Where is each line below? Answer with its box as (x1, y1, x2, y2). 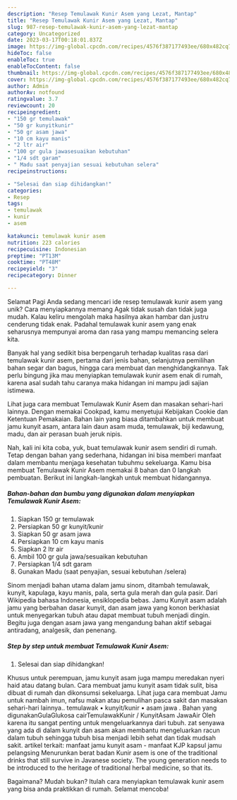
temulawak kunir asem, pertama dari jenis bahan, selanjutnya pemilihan (7, 356, 215, 364)
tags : (7, 200, 23, 207)
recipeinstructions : (7, 167, 68, 175)
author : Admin (7, 83, 49, 90)
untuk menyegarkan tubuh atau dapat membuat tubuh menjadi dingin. (7, 611, 210, 619)
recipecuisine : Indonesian (7, 246, 87, 253)
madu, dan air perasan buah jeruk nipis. (7, 430, 123, 438)
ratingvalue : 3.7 (7, 96, 59, 103)
